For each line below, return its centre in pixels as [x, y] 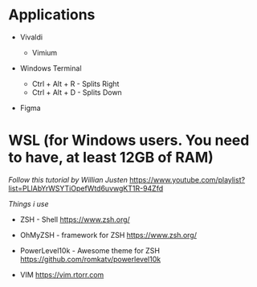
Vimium [45, 52]
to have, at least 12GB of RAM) [111, 158]
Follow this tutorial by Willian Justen [68, 179]
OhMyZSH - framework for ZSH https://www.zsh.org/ [108, 235]
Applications [52, 15]
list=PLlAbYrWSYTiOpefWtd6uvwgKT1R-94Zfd [86, 188]
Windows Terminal [51, 68]
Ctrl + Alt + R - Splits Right [75, 84]
